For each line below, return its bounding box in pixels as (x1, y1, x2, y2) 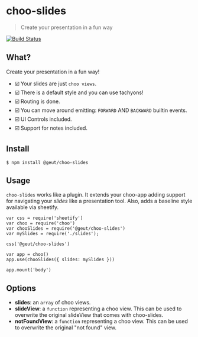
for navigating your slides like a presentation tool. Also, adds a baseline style (6, 197, 193, 205)
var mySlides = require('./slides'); (6, 231, 99, 237)
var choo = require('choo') (6, 220, 76, 226)
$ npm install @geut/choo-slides (6, 159, 89, 165)
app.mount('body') (6, 267, 51, 273)
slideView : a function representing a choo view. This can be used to (14, 305, 182, 312)
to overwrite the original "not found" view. (14, 324, 117, 331)
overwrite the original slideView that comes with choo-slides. (14, 312, 164, 319)
